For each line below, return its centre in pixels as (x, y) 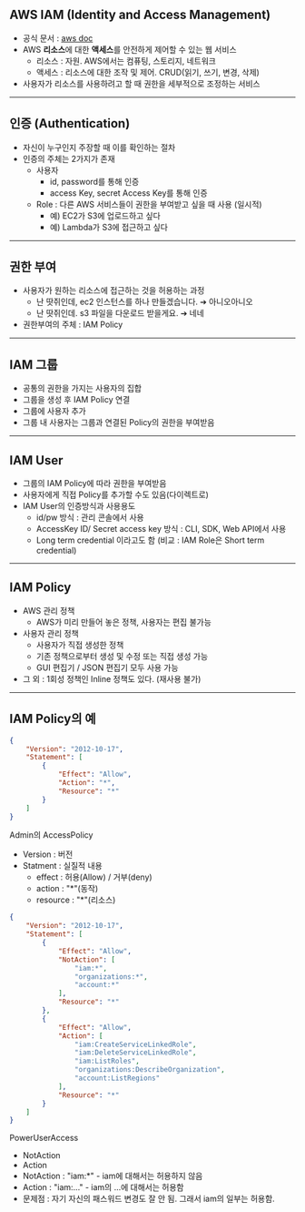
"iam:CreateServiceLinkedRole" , (135, 1044)
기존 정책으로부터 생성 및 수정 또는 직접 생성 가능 (122, 656)
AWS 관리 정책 (49, 610)
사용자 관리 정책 (50, 633)
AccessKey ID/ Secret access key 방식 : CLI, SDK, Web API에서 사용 (161, 529)
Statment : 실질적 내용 (62, 866)
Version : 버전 (48, 854)
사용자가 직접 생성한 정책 (80, 645)
